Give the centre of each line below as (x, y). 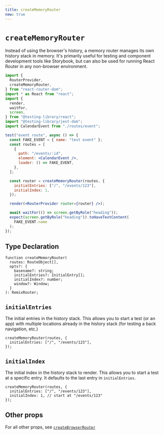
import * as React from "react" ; (40, 94)
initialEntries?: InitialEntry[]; (49, 275)
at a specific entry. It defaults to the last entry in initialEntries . (70, 378)
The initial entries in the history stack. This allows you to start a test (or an (80, 319)
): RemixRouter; (22, 293)
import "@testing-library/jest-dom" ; (44, 122)
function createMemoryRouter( (36, 258)
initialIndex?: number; (39, 280)
